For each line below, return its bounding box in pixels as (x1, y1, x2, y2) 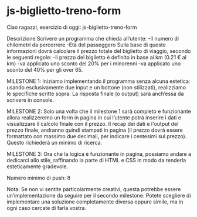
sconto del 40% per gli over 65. (6, 66, 83, 73)
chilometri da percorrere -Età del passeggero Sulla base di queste (6, 41, 166, 48)
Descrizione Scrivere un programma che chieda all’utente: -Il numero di (6, 35, 179, 42)
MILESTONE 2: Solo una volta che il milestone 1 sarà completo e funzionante (6, 108, 191, 115)
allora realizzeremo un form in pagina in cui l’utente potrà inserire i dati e (6, 113, 181, 121)
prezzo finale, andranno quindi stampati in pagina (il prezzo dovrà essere (6, 126, 184, 133)
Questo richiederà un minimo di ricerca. (6, 139, 103, 146)
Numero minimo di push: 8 (6, 174, 71, 181)
